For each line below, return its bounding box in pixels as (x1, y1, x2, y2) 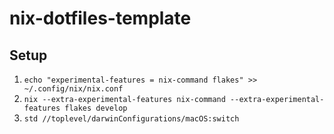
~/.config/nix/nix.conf (23, 84, 124, 94)
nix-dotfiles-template (9, 7, 192, 30)
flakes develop (64, 103, 128, 113)
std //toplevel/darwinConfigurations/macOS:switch (23, 114, 240, 124)
